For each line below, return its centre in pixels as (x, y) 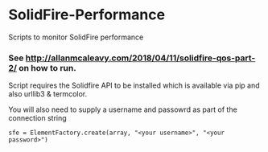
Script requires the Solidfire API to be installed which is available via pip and (134, 85)
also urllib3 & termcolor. (47, 94)
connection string (37, 118)
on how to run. (47, 68)
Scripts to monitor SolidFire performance (76, 37)
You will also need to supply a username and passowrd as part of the (123, 109)
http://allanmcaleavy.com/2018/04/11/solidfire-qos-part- (140, 58)
